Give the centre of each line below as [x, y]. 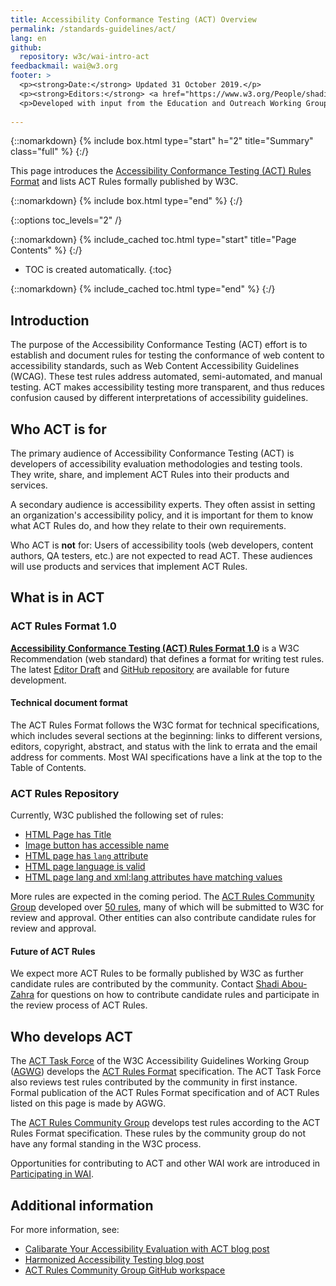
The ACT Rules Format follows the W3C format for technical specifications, [165, 725]
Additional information [82, 1205]
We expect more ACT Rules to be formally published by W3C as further [157, 973]
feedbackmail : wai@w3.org [64, 66]
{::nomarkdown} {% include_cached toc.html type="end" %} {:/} [143, 289]
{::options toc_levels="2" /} [66, 220]
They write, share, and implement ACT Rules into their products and [150, 474]
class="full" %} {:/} [50, 152]
